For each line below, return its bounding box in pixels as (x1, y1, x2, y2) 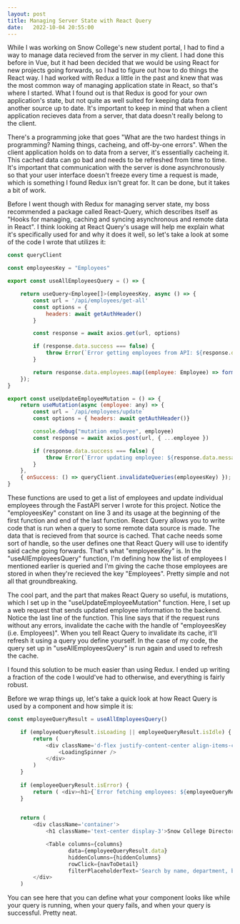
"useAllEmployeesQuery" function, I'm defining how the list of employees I (7, 554, 227, 563)
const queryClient (7, 251, 62, 259)
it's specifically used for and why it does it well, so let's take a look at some (7, 230, 229, 239)
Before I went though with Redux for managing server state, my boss (7, 200, 210, 209)
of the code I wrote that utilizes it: (7, 238, 106, 246)
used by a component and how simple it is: (7, 702, 134, 710)
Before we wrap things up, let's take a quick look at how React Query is (7, 694, 218, 703)
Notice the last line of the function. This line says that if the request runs (7, 613, 220, 622)
